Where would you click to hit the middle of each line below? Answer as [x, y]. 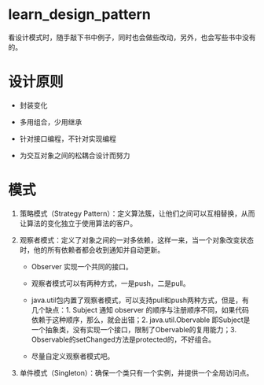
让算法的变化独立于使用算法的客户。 [78, 223]
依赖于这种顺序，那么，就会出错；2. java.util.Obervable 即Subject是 [141, 320]
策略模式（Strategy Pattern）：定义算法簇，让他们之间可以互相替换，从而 [137, 213]
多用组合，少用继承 [51, 122]
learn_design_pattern [79, 15]
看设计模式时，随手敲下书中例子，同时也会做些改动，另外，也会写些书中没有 [132, 37]
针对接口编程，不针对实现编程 [68, 139]
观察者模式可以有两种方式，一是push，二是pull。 [110, 283]
